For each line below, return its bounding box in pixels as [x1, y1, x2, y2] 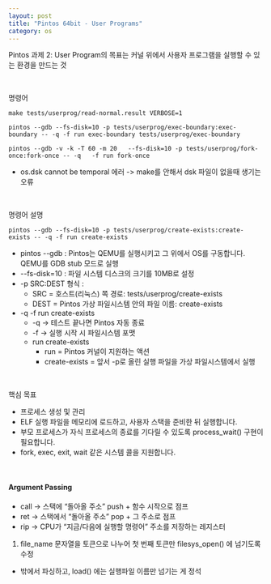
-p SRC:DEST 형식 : [19, 279, 85, 288]
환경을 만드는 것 [16, 60, 67, 70]
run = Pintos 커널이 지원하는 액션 [44, 347, 150, 356]
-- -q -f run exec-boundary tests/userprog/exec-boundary [40, 130, 241, 139]
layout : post [8, 11, 53, 20]
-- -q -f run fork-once [62, 151, 150, 160]
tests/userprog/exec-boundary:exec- [112, 123, 237, 132]
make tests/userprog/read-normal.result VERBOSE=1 [8, 109, 183, 117]
